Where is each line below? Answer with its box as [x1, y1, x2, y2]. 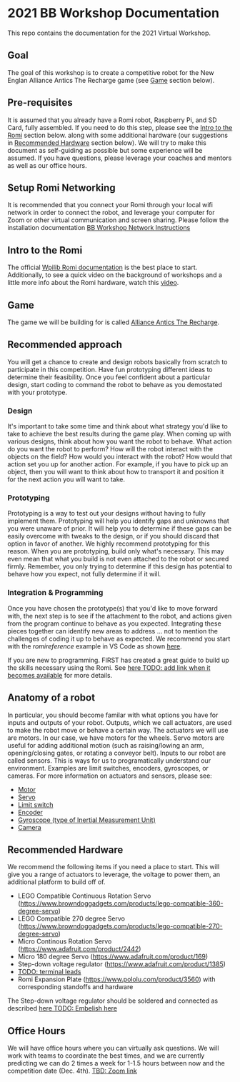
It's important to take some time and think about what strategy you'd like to [7, 422, 229, 431]
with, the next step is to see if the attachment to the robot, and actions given [7, 611, 232, 620]
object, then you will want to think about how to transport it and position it [7, 468, 224, 476]
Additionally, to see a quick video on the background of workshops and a [7, 271, 223, 279]
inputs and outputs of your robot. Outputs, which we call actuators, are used [7, 718, 232, 726]
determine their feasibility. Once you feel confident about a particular [7, 373, 211, 381]
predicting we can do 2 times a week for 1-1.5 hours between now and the [7, 1059, 225, 1068]
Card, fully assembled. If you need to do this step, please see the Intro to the [7, 123, 233, 131]
